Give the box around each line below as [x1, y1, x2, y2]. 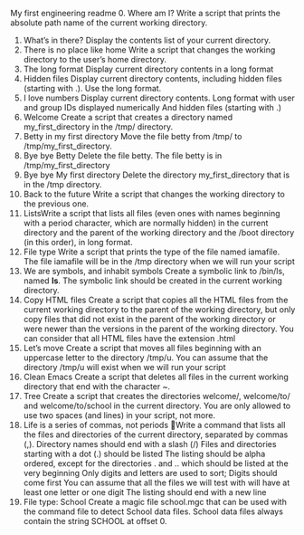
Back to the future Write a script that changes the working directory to [23, 189, 286, 199]
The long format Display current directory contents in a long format [23, 63, 274, 74]
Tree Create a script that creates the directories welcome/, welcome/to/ [23, 391, 290, 401]
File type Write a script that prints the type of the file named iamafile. [23, 246, 280, 257]
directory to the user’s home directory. [23, 54, 166, 64]
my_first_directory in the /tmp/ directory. [23, 121, 174, 132]
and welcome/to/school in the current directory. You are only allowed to [23, 400, 291, 411]
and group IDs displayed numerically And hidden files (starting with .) [23, 102, 282, 112]
